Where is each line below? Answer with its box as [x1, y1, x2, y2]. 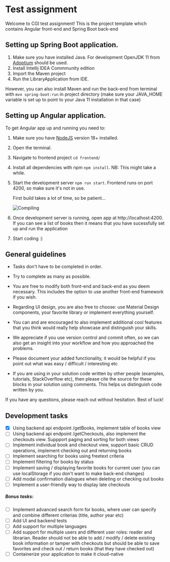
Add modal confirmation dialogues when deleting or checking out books [12, 475, 164, 482]
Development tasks [5, 411, 68, 420]
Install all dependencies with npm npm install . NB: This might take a [12, 164, 156, 170]
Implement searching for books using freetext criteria [12, 453, 124, 459]
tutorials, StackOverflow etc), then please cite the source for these [12, 376, 152, 382]
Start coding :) [12, 235, 43, 242]
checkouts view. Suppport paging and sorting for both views [12, 437, 140, 443]
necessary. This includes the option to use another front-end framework [12, 289, 164, 295]
